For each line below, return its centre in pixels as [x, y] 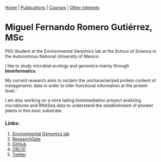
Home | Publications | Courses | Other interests [52, 8]
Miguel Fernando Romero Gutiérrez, [79, 27]
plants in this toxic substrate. [34, 110]
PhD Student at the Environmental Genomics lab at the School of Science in [81, 51]
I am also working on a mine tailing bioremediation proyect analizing [73, 100]
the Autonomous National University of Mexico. [52, 56]
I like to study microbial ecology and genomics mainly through [67, 65]
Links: [12, 123]
